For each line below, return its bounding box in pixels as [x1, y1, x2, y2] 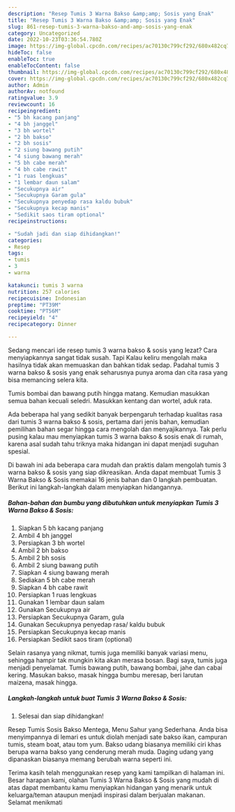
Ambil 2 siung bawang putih [17, 561, 99, 569]
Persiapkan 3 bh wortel [17, 539, 85, 547]
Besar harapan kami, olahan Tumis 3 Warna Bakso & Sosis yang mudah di [8, 776, 219, 784]
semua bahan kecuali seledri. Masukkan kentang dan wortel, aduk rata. [8, 396, 213, 405]
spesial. [8, 447, 31, 456]
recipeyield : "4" [8, 315, 59, 322]
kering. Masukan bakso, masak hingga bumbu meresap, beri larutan [8, 670, 204, 679]
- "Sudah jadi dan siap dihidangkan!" [8, 230, 121, 237]
